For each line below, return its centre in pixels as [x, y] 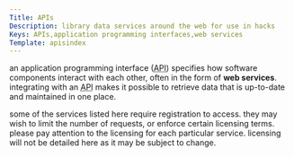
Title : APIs [31, 17]
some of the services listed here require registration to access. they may [143, 114]
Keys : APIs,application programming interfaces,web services [126, 34]
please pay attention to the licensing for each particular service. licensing [145, 133]
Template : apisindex [48, 43]
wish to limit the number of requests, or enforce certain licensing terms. [142, 124]
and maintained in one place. [63, 97]
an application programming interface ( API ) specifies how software [134, 68]
